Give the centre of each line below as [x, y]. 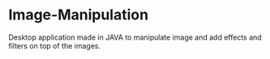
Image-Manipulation [78, 15]
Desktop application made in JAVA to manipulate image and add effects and [135, 37]
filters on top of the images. [55, 45]
